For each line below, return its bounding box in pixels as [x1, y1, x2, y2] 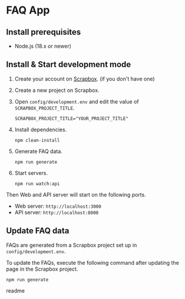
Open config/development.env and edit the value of [14, 98, 140, 105]
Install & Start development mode [6, 59, 131, 69]
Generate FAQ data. [14, 148, 63, 155]
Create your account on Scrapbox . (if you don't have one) [14, 75, 155, 82]
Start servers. [14, 169, 48, 177]
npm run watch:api [14, 181, 60, 187]
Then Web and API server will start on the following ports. [6, 191, 146, 198]
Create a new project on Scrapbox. [14, 87, 100, 94]
